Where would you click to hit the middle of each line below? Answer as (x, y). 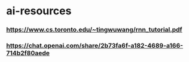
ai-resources (39, 11)
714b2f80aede (28, 53)
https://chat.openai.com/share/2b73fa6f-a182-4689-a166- (95, 46)
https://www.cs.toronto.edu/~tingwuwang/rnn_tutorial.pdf (94, 30)
